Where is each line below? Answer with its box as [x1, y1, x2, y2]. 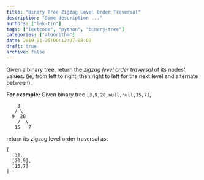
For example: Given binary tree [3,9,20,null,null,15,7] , [6, 90, 151, 98]
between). [6, 79, 32, 86]
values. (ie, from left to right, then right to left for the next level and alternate [6, 72, 198, 80]
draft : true [6, 44, 37, 50]
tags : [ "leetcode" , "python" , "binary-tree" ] [6, 26, 124, 33]
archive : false [6, 49, 45, 55]
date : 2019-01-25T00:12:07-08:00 [6, 37, 92, 44]
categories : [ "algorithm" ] [6, 32, 75, 38]
